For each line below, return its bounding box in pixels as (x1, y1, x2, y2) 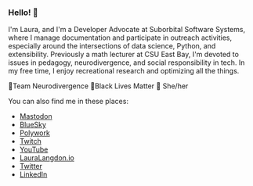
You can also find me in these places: (8, 97, 129, 106)
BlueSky (19, 120, 47, 130)
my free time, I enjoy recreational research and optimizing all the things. (8, 66, 240, 76)
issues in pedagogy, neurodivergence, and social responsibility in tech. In (8, 58, 245, 67)
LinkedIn (19, 170, 48, 179)
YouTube (19, 145, 49, 155)
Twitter (19, 162, 43, 171)
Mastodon (19, 112, 52, 121)
